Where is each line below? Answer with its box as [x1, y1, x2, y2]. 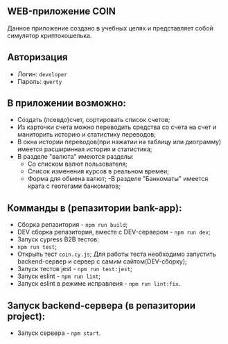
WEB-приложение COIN [7, 6, 116, 17]
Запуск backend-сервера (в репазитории [7, 300, 196, 311]
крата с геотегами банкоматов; [27, 182, 121, 190]
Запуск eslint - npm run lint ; [17, 272, 101, 280]
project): [7, 310, 46, 322]
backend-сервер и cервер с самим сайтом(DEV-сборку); [17, 257, 187, 266]
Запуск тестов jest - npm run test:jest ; [17, 265, 133, 273]
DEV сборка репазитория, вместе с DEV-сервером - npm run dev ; [17, 228, 211, 237]
